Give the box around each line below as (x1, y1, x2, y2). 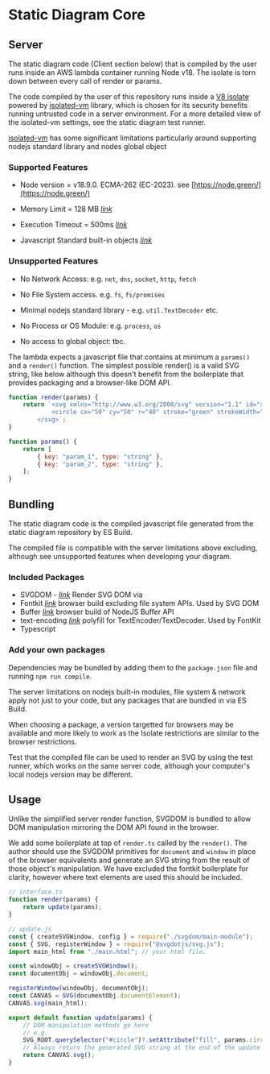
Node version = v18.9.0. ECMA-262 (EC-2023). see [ (19, 180, 194, 190)
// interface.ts (8, 888, 63, 896)
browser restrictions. (8, 736, 77, 746)
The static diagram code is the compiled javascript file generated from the (8, 519, 254, 529)
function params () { (8, 437, 78, 446)
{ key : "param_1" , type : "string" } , (37, 453, 163, 461)
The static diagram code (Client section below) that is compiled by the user (8, 59, 257, 68)
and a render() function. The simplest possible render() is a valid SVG (8, 360, 239, 370)
